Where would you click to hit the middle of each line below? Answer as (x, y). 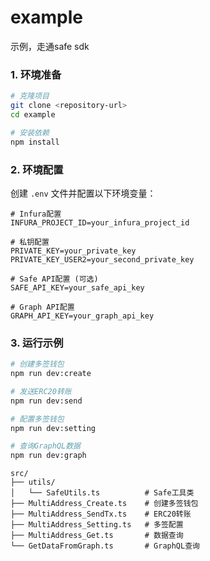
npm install (35, 142)
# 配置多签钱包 (37, 419)
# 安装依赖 (30, 132)
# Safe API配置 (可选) (54, 279)
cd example (33, 114)
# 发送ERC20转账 (41, 391)
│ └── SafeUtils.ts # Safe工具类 (102, 493)
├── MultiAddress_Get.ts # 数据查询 (97, 536)
